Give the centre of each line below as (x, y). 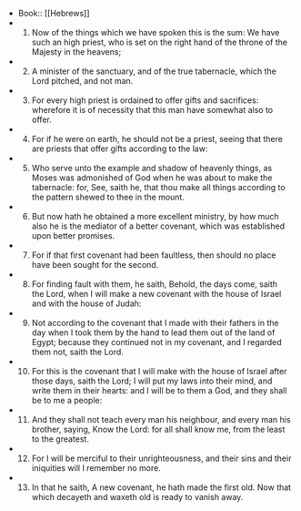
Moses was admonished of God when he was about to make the (152, 178)
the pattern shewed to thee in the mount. (108, 197)
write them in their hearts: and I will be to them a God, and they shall (159, 390)
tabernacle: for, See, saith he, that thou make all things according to (158, 187)
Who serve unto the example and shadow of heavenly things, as (152, 168)
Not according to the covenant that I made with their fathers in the (155, 323)
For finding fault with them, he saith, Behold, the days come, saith (155, 284)
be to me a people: (67, 400)
